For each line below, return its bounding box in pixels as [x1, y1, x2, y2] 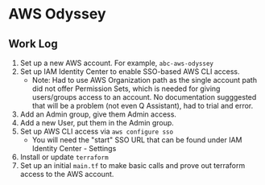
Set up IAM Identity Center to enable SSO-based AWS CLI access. [19, 67, 240, 76]
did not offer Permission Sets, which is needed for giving [31, 84, 221, 93]
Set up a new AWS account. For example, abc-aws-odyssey [19, 58, 213, 68]
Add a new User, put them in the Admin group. [19, 118, 175, 127]
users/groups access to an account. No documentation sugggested [31, 92, 257, 101]
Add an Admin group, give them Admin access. [19, 109, 177, 119]
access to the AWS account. [19, 170, 114, 179]
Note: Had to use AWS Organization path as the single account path [31, 76, 258, 84]
